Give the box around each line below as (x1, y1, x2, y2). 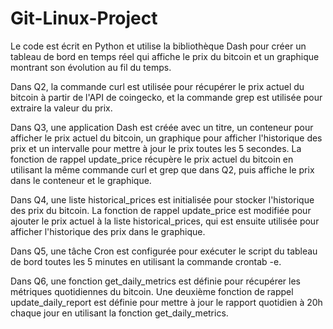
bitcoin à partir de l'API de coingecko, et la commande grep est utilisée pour (10, 91, 323, 103)
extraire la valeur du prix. (10, 102, 113, 114)
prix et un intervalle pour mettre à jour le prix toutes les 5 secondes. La (10, 142, 302, 154)
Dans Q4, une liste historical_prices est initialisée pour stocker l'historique (10, 193, 315, 206)
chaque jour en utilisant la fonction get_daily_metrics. (10, 307, 229, 319)
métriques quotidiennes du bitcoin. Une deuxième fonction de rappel (10, 285, 294, 297)
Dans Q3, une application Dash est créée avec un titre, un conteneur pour (10, 121, 314, 133)
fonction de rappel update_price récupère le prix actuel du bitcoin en (10, 153, 294, 165)
